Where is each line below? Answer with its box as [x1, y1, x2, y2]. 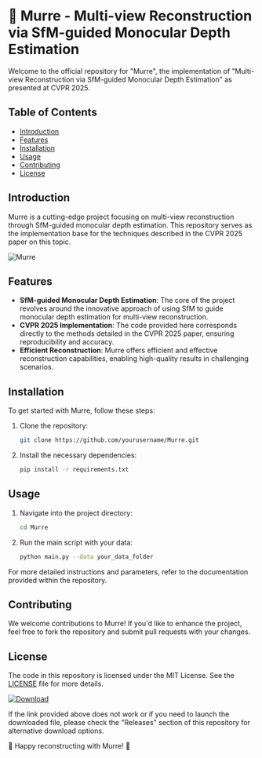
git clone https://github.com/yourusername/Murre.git [19, 436, 199, 444]
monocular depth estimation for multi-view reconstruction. [19, 312, 209, 322]
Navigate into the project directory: [19, 508, 133, 517]
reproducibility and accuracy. [19, 337, 115, 347]
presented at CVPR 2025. [8, 82, 90, 93]
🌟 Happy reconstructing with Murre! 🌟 [8, 742, 131, 751]
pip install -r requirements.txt [19, 466, 129, 474]
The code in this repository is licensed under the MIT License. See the [8, 671, 235, 680]
